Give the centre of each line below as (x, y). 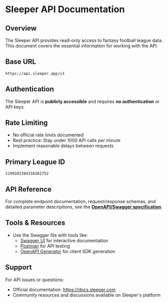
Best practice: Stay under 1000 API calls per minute (66, 141)
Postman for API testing (45, 246)
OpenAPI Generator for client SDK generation (68, 251)
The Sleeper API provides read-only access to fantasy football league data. (84, 40)
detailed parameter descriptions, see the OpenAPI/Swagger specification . (84, 207)
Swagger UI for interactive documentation (64, 240)
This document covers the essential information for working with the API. (82, 46)
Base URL (21, 62)
